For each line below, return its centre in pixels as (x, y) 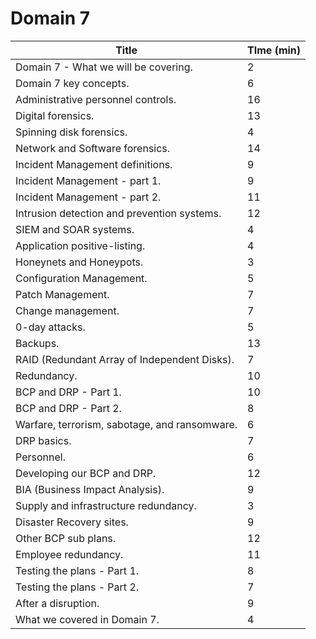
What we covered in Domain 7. (87, 619)
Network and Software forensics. (93, 148)
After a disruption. (57, 603)
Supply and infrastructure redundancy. (106, 505)
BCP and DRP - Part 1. (68, 392)
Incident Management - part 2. (88, 197)
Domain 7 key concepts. (72, 83)
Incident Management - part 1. (88, 180)
